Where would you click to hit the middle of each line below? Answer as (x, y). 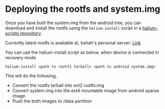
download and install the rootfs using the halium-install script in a (73, 28)
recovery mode (21, 57)
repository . (31, 33)
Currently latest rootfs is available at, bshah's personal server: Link (73, 42)
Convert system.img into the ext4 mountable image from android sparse (86, 90)
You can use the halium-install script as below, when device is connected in (82, 52)
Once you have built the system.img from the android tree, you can (73, 23)
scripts (12, 33)
